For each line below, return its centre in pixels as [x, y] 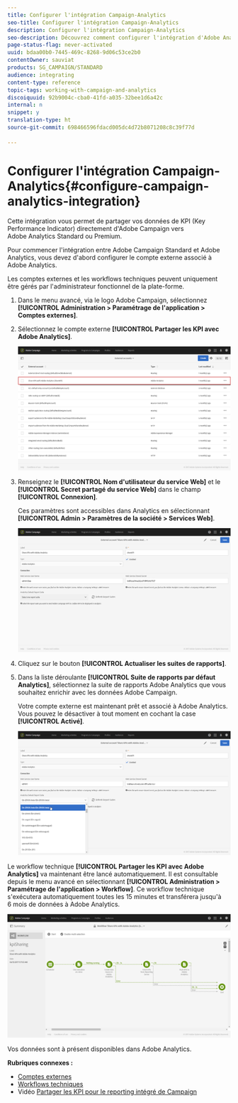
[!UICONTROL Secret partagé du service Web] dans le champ [109, 489]
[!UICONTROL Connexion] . [57, 497]
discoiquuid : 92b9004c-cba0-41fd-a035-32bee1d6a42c [85, 97]
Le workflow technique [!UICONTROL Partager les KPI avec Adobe [106, 866]
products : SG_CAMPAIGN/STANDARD [55, 68]
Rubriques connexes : [40, 1063]
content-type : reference [44, 82]
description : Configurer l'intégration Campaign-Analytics [96, 30]
